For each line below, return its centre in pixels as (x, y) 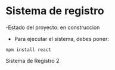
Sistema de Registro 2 (32, 61)
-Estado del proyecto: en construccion (53, 27)
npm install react (28, 50)
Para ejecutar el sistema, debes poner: (62, 39)
